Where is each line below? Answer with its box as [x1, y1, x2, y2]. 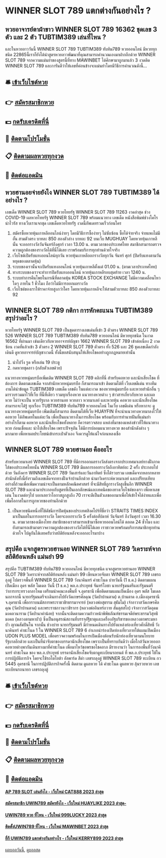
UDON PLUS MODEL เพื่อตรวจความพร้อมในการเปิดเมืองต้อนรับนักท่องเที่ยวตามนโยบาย [5, 632, 155, 638]
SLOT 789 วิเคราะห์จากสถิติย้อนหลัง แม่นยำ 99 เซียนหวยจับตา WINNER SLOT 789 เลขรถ [5, 571, 161, 577]
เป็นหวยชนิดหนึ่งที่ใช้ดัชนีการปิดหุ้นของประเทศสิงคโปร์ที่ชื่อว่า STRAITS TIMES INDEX [12, 507, 158, 514]
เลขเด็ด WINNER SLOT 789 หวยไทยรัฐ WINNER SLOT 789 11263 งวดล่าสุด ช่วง [5, 209, 151, 215]
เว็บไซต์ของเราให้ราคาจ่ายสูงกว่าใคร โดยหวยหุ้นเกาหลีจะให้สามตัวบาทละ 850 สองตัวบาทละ [12, 286, 160, 292]
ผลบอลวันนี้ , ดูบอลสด [5, 847, 41, 853]
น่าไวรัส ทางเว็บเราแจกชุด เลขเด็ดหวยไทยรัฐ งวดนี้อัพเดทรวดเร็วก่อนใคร [5, 220, 121, 226]
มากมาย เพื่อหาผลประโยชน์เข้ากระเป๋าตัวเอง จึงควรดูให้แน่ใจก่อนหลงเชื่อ [5, 430, 121, 437]
